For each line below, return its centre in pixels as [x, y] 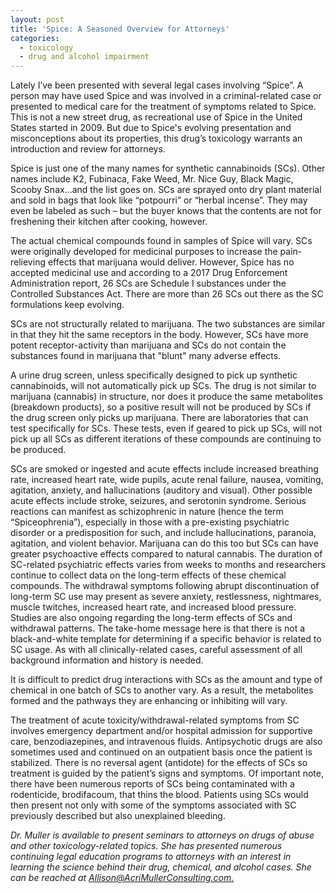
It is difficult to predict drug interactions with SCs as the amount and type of [166, 680]
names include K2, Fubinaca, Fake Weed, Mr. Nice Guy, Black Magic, [152, 179]
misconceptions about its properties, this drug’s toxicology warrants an [156, 138]
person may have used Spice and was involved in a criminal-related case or [166, 96]
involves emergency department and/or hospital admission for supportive [161, 731]
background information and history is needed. [107, 660]
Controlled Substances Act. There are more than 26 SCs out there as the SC [167, 294]
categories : [35, 38]
